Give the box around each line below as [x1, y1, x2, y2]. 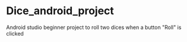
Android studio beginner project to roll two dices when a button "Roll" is [6, 24, 182, 31]
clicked [6, 30, 24, 37]
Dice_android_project [6, 4, 115, 18]
